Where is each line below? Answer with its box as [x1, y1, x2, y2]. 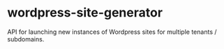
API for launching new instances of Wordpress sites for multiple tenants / [7, 28, 218, 36]
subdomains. [7, 35, 45, 43]
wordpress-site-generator [7, 5, 163, 21]
